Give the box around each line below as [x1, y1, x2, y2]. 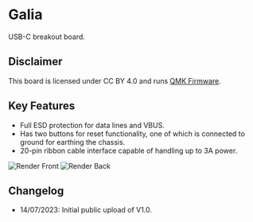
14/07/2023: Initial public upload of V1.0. [19, 205, 153, 215]
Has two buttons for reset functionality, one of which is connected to [19, 129, 245, 138]
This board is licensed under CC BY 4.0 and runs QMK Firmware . [8, 76, 221, 85]
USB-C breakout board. [8, 32, 86, 41]
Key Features [8, 99, 76, 113]
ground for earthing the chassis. [19, 137, 126, 146]
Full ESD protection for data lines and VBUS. [19, 120, 165, 130]
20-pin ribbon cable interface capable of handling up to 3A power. [19, 146, 238, 155]
